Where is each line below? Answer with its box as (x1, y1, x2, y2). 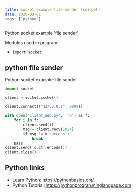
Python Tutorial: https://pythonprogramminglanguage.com (12, 182, 132, 188)
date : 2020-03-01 (5, 12, 41, 17)
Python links (5, 164, 45, 172)
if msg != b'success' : (23, 132, 70, 137)
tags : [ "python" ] (5, 16, 41, 21)
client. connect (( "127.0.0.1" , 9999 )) (5, 104, 83, 109)
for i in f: (14, 117, 39, 123)
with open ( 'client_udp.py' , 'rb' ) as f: (5, 113, 90, 118)
